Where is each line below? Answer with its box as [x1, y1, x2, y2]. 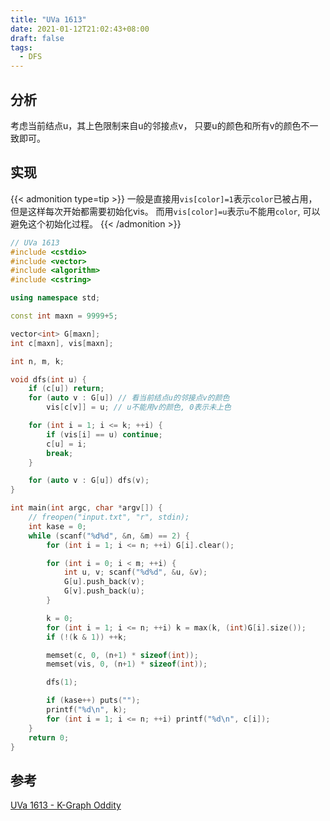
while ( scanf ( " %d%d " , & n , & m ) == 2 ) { [28, 531, 190, 541]
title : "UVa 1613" [10, 14, 87, 25]
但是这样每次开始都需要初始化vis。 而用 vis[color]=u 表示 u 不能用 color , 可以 [10, 205, 321, 217]
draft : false [10, 33, 65, 43]
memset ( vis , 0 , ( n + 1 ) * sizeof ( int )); [46, 659, 208, 670]
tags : [10, 42, 33, 53]
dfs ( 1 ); [46, 677, 78, 688]
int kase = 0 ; [28, 521, 87, 531]
